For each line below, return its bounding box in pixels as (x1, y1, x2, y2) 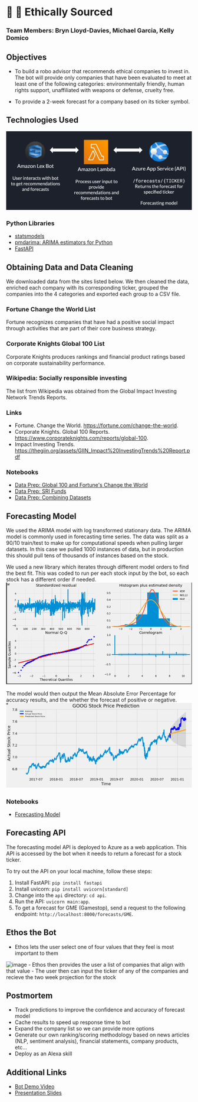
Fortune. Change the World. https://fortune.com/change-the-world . (14, 422, 179, 429)
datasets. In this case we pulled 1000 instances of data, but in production (6, 546, 184, 553)
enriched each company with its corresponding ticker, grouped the (6, 284, 169, 291)
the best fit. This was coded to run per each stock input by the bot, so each (6, 570, 189, 577)
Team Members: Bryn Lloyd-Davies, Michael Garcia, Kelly (6, 27, 174, 35)
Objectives (6, 52, 47, 62)
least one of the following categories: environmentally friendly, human (14, 80, 184, 87)
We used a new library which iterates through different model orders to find (6, 564, 189, 571)
